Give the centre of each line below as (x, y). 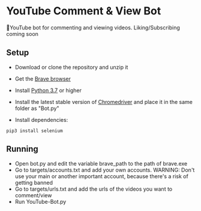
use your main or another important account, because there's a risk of (102, 176)
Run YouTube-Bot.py (40, 201)
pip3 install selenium (34, 131)
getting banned (34, 182)
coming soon (22, 33)
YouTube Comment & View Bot (84, 11)
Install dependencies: (41, 120)
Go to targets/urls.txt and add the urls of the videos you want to (94, 189)
